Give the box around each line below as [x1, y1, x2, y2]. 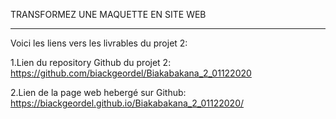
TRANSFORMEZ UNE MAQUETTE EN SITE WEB [10, 9, 207, 20]
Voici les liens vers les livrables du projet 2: [10, 37, 188, 49]
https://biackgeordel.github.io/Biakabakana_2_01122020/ [10, 97, 245, 109]
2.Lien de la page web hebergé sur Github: [10, 87, 187, 98]
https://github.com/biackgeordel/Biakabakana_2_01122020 [10, 67, 252, 79]
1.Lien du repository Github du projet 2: [10, 57, 172, 68]
